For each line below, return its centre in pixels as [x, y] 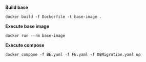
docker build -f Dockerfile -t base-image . [54, 17]
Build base [17, 7]
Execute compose [25, 45]
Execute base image [27, 26]
